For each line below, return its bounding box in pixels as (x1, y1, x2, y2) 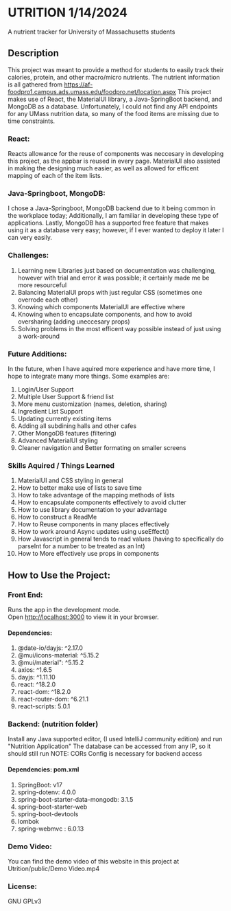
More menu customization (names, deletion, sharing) (17, 400, 167, 408)
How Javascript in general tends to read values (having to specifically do (17, 535, 224, 543)
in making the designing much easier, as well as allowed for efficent (8, 164, 199, 172)
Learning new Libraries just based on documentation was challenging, (17, 266, 217, 274)
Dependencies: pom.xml (8, 765, 80, 774)
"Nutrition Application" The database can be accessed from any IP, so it (8, 742, 211, 750)
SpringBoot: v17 (17, 780, 62, 789)
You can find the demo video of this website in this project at (8, 857, 180, 865)
